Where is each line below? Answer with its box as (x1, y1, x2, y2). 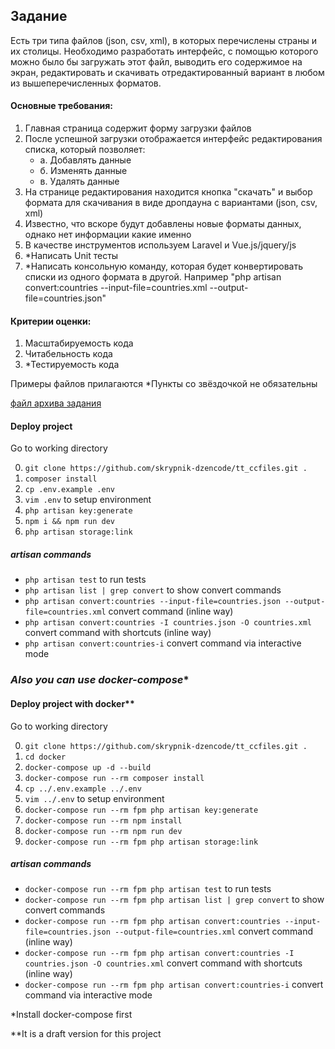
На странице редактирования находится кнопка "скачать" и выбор (24, 186, 313, 198)
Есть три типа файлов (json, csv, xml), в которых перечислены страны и (10, 34, 317, 46)
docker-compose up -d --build (24, 762, 152, 773)
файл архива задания (10, 397, 102, 409)
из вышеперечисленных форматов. (10, 77, 162, 89)
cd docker (24, 752, 67, 762)
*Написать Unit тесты (24, 250, 119, 262)
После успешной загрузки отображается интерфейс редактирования (24, 133, 323, 145)
